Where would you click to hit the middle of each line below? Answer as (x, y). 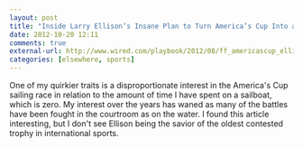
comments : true (38, 43)
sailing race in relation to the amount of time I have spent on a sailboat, (141, 95)
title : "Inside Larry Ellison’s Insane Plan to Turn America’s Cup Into (149, 26)
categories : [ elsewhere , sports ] (72, 60)
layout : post (34, 18)
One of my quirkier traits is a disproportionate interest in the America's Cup (149, 85)
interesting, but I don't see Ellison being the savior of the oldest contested (147, 124)
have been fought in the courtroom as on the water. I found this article (139, 114)
